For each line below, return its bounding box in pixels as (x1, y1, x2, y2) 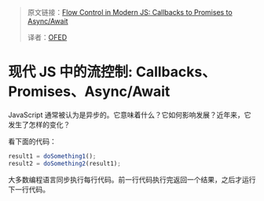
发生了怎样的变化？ (8, 119, 71, 129)
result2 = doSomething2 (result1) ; (8, 159, 122, 167)
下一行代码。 (8, 185, 49, 194)
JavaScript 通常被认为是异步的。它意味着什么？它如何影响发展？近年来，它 (8, 110, 251, 119)
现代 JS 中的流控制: (8, 63, 134, 81)
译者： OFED (27, 33, 68, 42)
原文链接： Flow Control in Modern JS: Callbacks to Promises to (27, 8, 233, 16)
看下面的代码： (8, 137, 57, 146)
